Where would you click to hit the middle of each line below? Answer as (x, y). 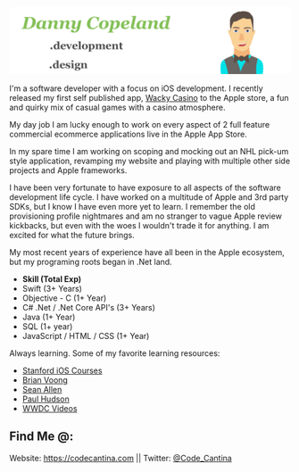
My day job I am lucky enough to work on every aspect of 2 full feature (140, 125)
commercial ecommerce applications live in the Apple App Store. (128, 134)
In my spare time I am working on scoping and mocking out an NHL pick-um (149, 152)
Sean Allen (42, 390)
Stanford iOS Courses (62, 371)
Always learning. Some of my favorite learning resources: (115, 353)
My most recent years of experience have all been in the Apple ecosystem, (147, 253)
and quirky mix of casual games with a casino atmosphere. (117, 108)
